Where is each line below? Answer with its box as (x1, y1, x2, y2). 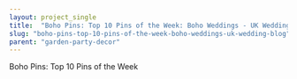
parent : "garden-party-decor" (9, 37, 121, 47)
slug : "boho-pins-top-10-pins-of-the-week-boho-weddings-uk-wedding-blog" (9, 29, 291, 38)
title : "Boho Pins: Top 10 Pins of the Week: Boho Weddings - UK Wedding (9, 21, 291, 30)
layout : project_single (9, 12, 97, 22)
